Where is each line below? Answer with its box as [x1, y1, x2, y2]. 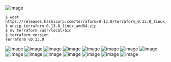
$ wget [5, 15, 19, 20]
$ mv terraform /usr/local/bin [5, 28, 72, 33]
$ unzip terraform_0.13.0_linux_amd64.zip [5, 23, 97, 28]
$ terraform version [5, 33, 49, 38]
